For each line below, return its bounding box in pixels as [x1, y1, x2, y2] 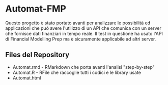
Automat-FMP [5, 3, 66, 15]
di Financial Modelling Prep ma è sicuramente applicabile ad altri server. [5, 36, 156, 42]
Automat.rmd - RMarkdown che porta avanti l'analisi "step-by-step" [12, 64, 155, 70]
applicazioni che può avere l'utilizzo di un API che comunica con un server [5, 25, 161, 31]
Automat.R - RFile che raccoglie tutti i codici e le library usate [12, 69, 142, 75]
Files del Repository [5, 51, 70, 59]
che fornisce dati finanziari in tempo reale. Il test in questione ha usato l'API [5, 30, 163, 36]
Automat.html [12, 74, 41, 81]
